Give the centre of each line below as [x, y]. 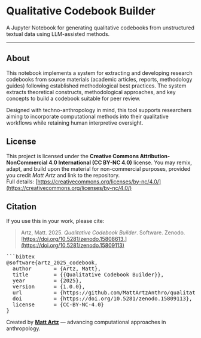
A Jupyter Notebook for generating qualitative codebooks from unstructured [100, 28]
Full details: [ [22, 182]
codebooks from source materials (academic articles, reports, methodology [99, 79]
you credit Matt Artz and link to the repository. [63, 175]
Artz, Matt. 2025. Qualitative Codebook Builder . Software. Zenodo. [103, 233]
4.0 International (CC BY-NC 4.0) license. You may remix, [121, 162]
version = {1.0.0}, [49, 287]
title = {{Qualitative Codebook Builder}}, [88, 275]
